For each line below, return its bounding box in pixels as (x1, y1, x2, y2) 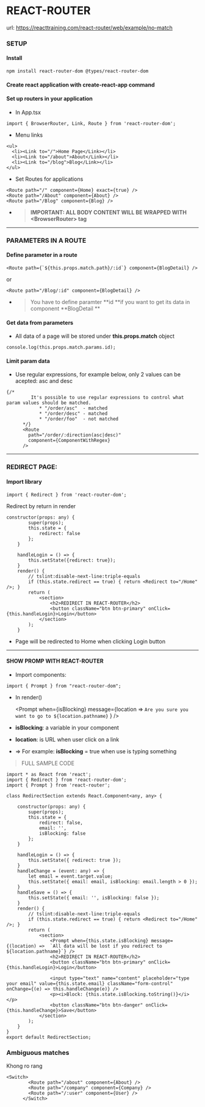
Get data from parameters (6, 319, 74, 326)
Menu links (15, 131, 43, 139)
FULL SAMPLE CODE (21, 759, 75, 767)
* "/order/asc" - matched (38, 405, 108, 411)
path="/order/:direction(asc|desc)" (28, 432, 121, 438)
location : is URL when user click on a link (15, 736, 120, 743)
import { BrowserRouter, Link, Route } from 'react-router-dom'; (6, 120, 176, 126)
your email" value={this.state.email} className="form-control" (6, 980, 173, 987)
